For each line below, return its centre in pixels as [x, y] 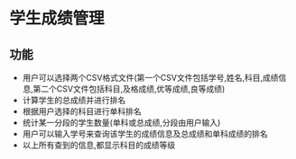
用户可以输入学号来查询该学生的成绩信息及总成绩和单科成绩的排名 [145, 134]
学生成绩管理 [57, 18]
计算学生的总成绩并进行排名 [74, 100]
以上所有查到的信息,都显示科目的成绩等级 [99, 145]
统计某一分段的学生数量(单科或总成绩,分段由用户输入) [121, 123]
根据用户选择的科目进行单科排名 [82, 111]
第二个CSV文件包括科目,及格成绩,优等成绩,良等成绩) [129, 89]
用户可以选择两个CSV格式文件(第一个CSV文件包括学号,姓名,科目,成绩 [150, 78]
